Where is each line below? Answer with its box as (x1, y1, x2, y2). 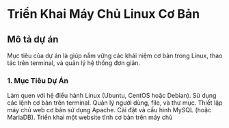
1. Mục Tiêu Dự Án (7, 75, 68, 85)
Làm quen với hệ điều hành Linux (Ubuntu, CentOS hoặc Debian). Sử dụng (7, 92, 217, 100)
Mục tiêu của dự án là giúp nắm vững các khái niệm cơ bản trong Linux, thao (7, 51, 223, 60)
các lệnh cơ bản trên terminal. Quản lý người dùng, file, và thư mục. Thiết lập (7, 99, 223, 107)
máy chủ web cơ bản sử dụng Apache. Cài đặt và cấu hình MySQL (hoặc (7, 106, 212, 114)
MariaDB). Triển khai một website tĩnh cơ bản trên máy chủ (7, 113, 173, 122)
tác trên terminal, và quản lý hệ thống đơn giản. (7, 59, 141, 67)
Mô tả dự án (7, 34, 59, 45)
